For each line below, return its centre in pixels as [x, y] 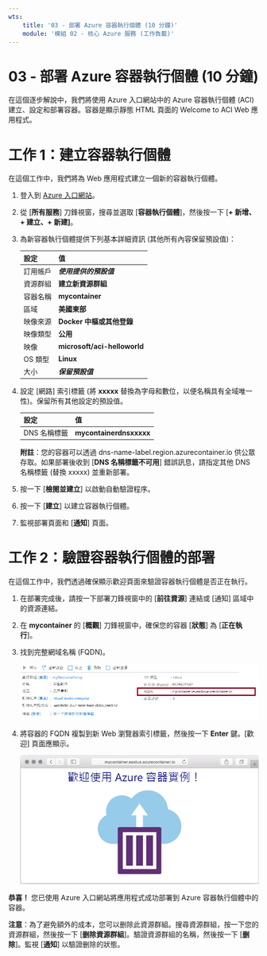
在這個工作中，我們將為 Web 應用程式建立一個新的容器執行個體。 [115, 178]
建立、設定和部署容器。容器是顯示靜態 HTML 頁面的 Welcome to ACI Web [129, 110]
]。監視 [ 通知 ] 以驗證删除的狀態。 [70, 944]
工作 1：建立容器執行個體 [89, 155]
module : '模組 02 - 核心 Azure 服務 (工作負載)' [99, 33]
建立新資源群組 [83, 284]
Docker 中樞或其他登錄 [96, 321]
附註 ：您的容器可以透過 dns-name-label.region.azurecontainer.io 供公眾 [137, 452]
